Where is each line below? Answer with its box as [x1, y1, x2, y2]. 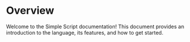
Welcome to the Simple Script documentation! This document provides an [6, 23, 185, 30]
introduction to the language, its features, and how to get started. [6, 29, 164, 36]
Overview [6, 4, 55, 17]
